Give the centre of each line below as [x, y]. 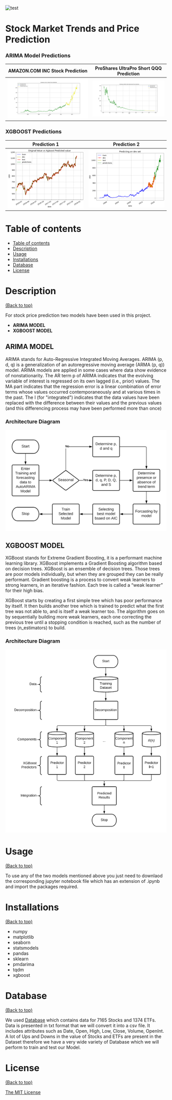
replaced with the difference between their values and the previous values [84, 402]
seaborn [21, 942]
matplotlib [23, 937]
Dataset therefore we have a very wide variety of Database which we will [82, 1041]
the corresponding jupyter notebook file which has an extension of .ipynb [83, 881]
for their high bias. [25, 590]
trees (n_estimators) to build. [36, 628]
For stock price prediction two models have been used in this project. [78, 315]
